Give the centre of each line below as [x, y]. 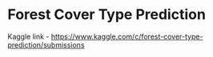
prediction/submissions [46, 44]
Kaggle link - [28, 36]
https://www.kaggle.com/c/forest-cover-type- [127, 36]
